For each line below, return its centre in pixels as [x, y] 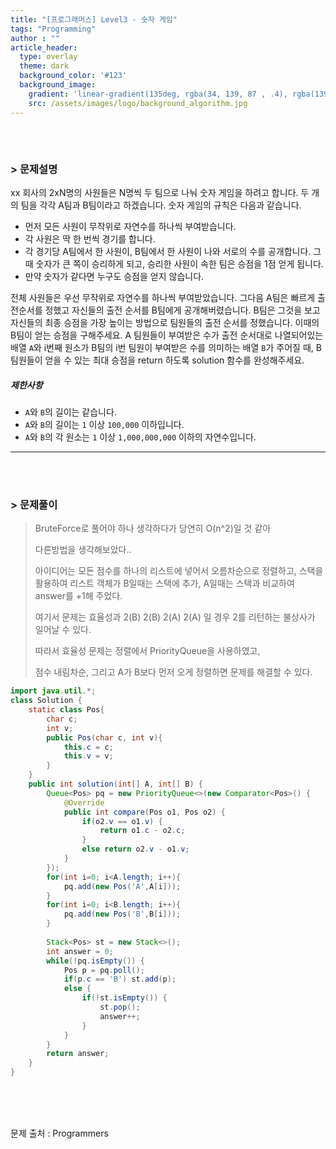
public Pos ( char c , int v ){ [104, 737]
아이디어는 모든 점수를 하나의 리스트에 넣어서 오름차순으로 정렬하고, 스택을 [179, 571]
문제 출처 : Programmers [59, 1133]
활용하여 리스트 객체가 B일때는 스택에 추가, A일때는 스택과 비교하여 [164, 583]
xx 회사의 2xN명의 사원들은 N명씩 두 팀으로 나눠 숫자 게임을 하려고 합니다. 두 [160, 193]
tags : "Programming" [53, 29]
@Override [84, 802]
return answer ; [78, 1054]
